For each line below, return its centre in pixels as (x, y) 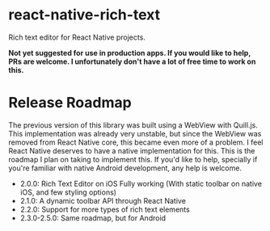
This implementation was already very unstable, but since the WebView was (135, 133)
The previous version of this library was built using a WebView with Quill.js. (133, 125)
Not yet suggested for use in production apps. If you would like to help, (130, 52)
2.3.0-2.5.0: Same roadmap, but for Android (93, 218)
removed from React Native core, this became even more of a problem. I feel (136, 142)
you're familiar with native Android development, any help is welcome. (125, 168)
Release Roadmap (70, 103)
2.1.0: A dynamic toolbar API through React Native (103, 200)
